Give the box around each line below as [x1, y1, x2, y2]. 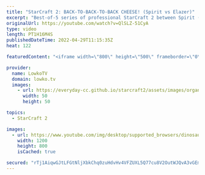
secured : [6, 160, 29, 166]
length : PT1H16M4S [6, 32, 53, 38]
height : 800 [17, 143, 48, 149]
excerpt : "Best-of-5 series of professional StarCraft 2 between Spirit [6, 15, 195, 21]
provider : [6, 64, 32, 70]
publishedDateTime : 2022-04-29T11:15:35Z [6, 37, 113, 43]
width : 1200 [17, 137, 48, 143]
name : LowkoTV [12, 70, 48, 77]
